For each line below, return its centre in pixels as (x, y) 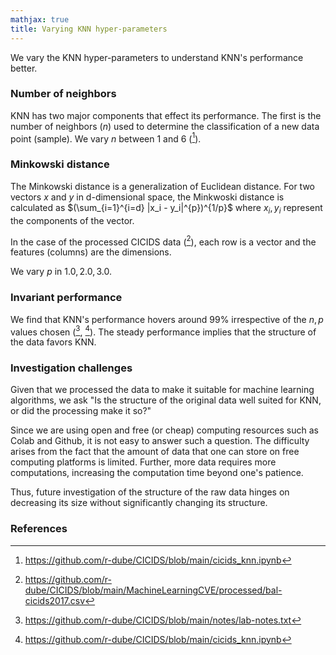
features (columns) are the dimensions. (91, 252)
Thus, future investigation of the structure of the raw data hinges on (150, 492)
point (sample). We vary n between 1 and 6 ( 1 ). (106, 138)
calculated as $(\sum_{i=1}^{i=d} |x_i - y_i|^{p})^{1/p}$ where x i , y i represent (166, 208)
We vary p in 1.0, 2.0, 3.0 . (61, 272)
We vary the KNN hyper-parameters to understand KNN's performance (157, 57)
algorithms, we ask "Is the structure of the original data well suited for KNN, (166, 400)
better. (24, 68)
